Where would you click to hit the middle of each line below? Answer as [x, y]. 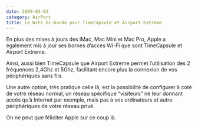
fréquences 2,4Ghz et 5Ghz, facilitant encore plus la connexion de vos [92, 70]
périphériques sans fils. [34, 76]
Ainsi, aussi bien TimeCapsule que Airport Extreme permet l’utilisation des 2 [98, 63]
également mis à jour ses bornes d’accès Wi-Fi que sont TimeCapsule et [94, 45]
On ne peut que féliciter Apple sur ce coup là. [61, 118]
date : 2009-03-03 [27, 12]
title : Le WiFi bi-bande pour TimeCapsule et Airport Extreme [84, 22]
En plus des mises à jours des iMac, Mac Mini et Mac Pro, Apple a [86, 40]
